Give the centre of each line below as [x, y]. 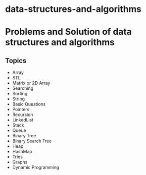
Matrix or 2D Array [31, 83]
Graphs [20, 162]
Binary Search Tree [32, 141]
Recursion [23, 115]
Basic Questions [29, 104]
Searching [23, 88]
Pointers [21, 110]
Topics [16, 60]
